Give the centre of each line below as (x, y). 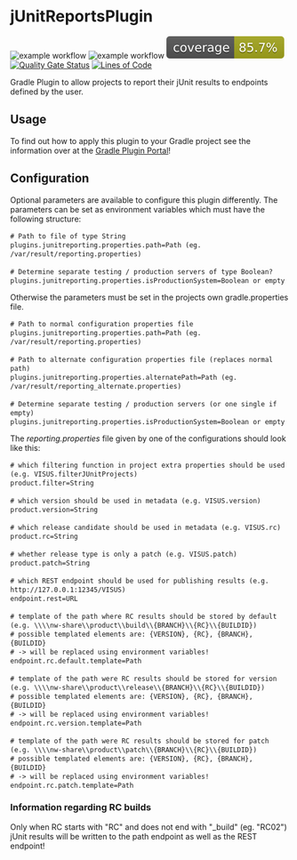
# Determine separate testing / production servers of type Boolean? (142, 272)
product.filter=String (52, 483)
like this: (25, 447)
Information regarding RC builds (81, 808)
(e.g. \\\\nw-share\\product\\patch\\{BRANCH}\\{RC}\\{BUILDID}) (133, 750)
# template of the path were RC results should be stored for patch (140, 741)
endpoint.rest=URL (44, 599)
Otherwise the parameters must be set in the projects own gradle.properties (149, 297)
